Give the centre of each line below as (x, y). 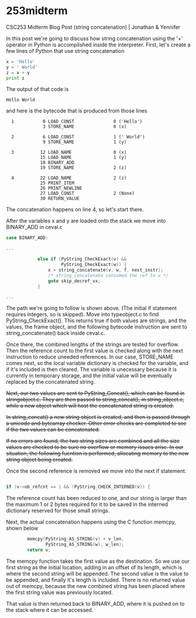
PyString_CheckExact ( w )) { (94, 265)
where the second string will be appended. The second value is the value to (97, 573)
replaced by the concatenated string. (51, 382)
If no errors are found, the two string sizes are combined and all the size (93, 441)
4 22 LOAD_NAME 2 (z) (69, 178)
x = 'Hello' (20, 62)
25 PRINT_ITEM (57, 183)
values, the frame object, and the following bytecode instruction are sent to (97, 327)
